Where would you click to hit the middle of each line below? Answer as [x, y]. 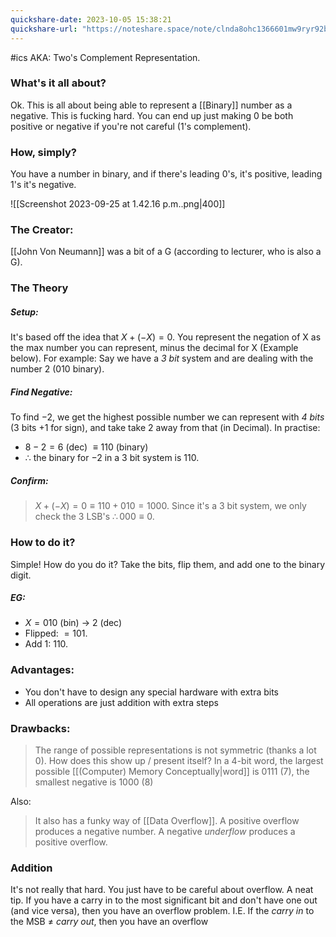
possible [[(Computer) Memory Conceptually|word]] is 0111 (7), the [172, 772]
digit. [21, 575]
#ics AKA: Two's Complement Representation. [105, 57]
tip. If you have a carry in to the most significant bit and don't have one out [164, 900]
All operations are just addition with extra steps [121, 702]
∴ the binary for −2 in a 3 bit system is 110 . [112, 458]
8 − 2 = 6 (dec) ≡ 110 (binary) [86, 447]
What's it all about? [58, 83]
